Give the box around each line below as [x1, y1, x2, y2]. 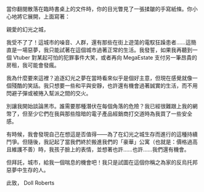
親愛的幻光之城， [6, 26, 49, 33]
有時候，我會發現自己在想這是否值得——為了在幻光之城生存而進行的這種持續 [6, 131, 198, 138]
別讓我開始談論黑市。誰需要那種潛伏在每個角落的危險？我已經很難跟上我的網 [6, 103, 198, 109]
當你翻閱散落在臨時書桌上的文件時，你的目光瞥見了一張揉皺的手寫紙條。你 [6, 5, 192, 12]
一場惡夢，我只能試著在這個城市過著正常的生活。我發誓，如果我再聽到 [16, 46, 192, 53]
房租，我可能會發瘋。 [6, 61, 59, 69]
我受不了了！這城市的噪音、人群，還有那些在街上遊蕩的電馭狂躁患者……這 [6, 39, 191, 46]
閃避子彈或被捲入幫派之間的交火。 [6, 90, 92, 97]
